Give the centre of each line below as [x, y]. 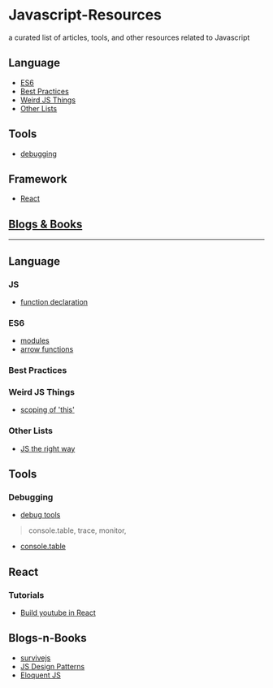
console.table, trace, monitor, [77, 530]
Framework [38, 179]
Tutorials [26, 595]
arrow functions [47, 349]
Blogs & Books [45, 224]
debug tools [40, 515]
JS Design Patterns [52, 666]
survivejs [35, 658]
